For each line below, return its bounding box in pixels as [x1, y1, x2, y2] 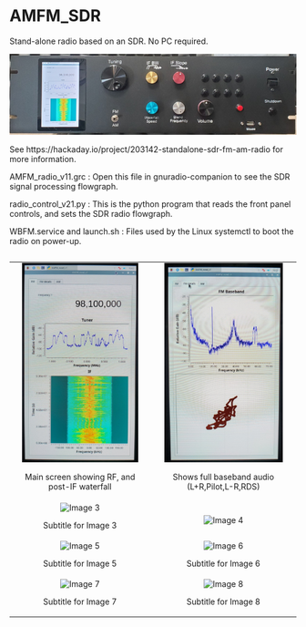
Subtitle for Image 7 [43, 596, 117, 607]
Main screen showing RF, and [25, 471, 136, 483]
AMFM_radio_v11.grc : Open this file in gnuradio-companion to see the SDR [9, 170, 291, 182]
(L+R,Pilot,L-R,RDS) [186, 481, 261, 492]
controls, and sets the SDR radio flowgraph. [9, 208, 173, 219]
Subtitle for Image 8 [186, 596, 261, 607]
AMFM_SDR [9, 5, 102, 26]
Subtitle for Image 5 [43, 558, 117, 569]
